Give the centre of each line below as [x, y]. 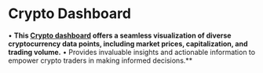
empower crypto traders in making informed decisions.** [100, 60]
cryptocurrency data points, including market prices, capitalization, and [128, 43]
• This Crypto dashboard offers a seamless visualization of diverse [120, 35]
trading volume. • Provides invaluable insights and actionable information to [132, 52]
